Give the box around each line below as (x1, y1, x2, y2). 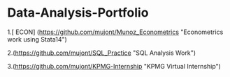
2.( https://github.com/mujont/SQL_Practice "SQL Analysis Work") (7, 49, 196, 57)
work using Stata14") (7, 35, 68, 43)
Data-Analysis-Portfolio (7, 5, 149, 21)
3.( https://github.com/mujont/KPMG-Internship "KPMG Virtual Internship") (7, 62, 222, 70)
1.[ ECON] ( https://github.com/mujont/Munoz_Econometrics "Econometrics (7, 28, 224, 36)
